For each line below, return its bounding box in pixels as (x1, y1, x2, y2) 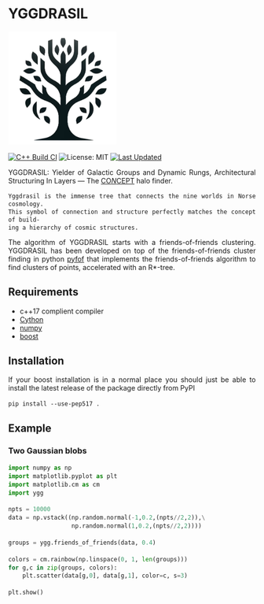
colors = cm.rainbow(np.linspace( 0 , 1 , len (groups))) (8, 555, 189, 563)
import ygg (8, 489, 44, 497)
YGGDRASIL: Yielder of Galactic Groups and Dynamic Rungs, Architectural (8, 167, 256, 177)
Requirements (8, 285, 79, 299)
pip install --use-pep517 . (8, 400, 101, 408)
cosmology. (8, 200, 44, 208)
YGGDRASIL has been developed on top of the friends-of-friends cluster (8, 246, 256, 255)
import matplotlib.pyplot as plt (8, 472, 118, 480)
